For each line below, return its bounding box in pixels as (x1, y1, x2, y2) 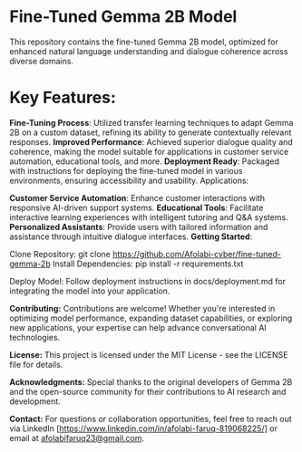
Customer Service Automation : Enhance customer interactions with (9, 192, 266, 203)
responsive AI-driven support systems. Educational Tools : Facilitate (9, 202, 264, 213)
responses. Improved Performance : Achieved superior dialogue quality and (9, 136, 293, 147)
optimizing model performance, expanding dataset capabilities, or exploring (9, 313, 293, 323)
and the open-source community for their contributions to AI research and (9, 386, 287, 397)
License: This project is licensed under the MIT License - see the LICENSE (9, 349, 288, 360)
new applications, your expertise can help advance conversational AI (9, 322, 268, 332)
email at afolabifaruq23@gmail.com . (9, 432, 145, 443)
